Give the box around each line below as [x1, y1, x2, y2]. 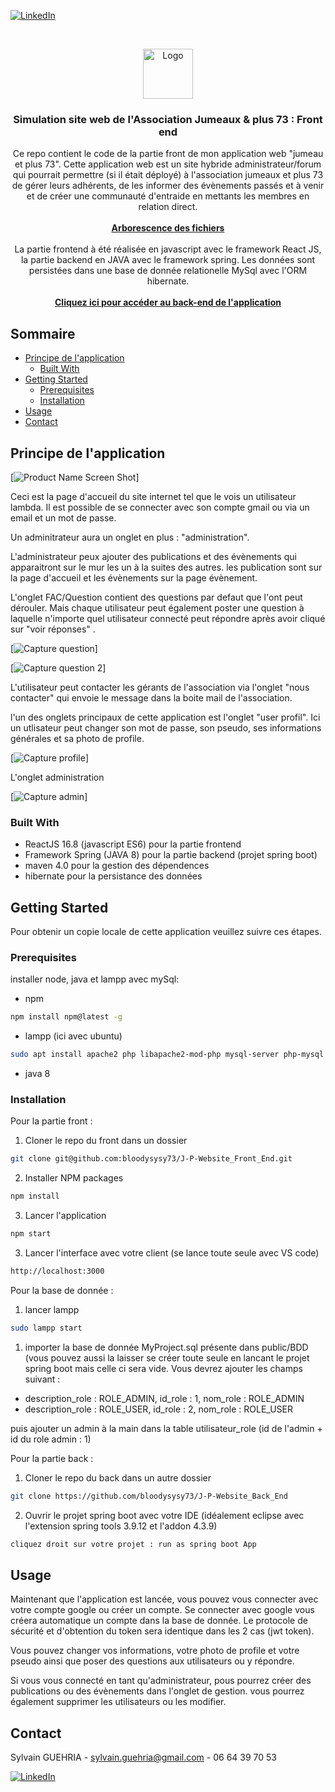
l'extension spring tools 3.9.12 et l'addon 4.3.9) [24, 1520, 218, 1532]
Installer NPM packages [24, 1172, 124, 1184]
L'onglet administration [10, 771, 105, 783]
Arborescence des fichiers [111, 222, 225, 234]
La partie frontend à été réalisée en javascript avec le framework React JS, [14, 243, 322, 255]
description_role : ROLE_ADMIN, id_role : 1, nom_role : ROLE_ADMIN [24, 1392, 305, 1404]
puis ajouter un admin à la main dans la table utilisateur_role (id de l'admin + [10, 1422, 323, 1434]
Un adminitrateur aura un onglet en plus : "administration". [10, 531, 250, 543]
